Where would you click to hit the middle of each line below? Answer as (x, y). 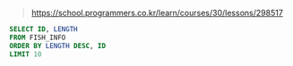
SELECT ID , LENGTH (43, 29)
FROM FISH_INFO (38, 37)
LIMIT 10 (26, 54)
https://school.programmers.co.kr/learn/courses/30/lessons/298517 (157, 13)
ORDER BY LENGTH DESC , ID (57, 45)
